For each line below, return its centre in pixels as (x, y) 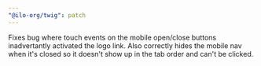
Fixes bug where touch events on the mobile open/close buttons (112, 37)
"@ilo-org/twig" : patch (47, 15)
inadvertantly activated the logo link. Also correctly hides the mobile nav (125, 45)
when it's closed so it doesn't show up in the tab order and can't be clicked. (131, 54)
